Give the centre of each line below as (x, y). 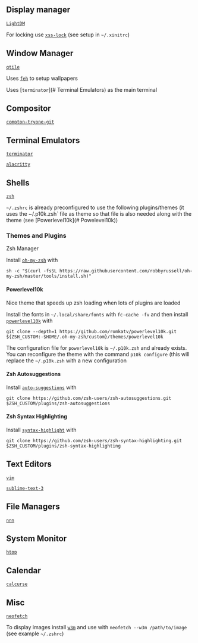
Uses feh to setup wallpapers (42, 78)
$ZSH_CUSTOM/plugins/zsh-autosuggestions (58, 403)
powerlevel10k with (29, 321)
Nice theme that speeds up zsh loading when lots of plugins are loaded (93, 303)
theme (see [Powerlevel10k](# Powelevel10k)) (62, 220)
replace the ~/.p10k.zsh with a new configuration (66, 361)
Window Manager (40, 53)
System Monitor (37, 538)
